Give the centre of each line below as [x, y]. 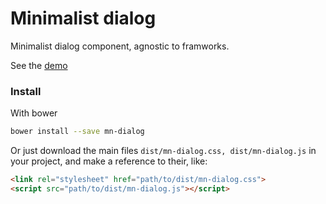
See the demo [39, 65]
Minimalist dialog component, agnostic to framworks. [120, 46]
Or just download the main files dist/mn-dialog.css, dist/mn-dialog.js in [163, 151]
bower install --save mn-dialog [77, 132]
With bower [34, 113]
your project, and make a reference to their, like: [109, 161]
